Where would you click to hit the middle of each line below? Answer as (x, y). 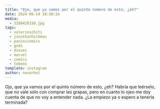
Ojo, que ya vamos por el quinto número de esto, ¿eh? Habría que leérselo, (80, 87)
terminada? (16, 102)
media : (12, 18)
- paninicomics (25, 41)
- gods (16, 46)
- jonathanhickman (28, 37)
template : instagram (26, 69)
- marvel (18, 55)
